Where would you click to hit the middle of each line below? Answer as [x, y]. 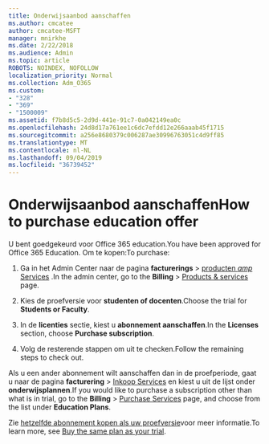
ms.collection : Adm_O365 [50, 83]
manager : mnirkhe [37, 38]
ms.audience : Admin [41, 53]
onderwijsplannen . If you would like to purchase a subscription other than [130, 390]
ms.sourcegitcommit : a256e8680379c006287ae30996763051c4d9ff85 [116, 135]
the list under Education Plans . [59, 407]
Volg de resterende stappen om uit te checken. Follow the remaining [132, 349]
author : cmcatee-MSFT [45, 31]
